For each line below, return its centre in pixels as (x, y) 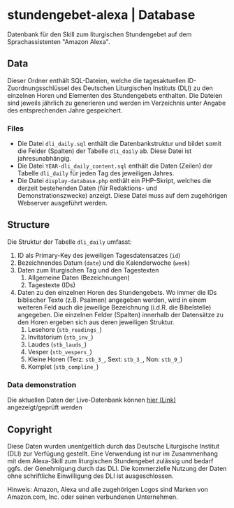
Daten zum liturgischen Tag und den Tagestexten (88, 270)
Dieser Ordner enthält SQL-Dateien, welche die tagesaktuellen (97, 80)
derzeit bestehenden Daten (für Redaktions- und (87, 188)
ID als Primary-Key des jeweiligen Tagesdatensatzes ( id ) (99, 255)
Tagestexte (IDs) (51, 285)
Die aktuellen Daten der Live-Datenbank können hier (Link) (92, 400)
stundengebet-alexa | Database (101, 15)
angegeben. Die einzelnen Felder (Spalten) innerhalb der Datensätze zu (120, 314)
